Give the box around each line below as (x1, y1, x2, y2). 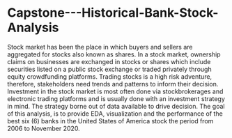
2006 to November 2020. (7, 124, 80, 132)
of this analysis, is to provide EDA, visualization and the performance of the (7, 109, 223, 118)
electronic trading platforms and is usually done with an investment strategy (7, 94, 225, 102)
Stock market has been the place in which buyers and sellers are (7, 43, 193, 51)
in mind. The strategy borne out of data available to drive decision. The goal (7, 102, 225, 110)
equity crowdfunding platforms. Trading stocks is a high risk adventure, (7, 72, 212, 81)
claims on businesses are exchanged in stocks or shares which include (7, 57, 211, 66)
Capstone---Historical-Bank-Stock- (7, 5, 219, 21)
